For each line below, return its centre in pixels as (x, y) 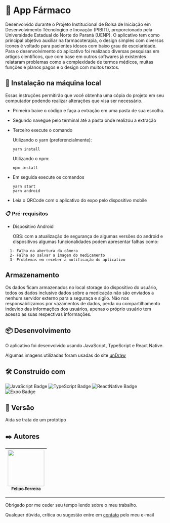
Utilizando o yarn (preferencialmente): (52, 140)
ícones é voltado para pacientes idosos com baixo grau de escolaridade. (81, 45)
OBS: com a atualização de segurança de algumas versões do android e (88, 236)
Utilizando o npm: (31, 158)
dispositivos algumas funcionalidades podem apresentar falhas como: (86, 242)
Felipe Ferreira (26, 489)
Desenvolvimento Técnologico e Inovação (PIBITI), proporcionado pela (79, 29)
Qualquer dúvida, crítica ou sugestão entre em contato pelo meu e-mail (80, 515)
